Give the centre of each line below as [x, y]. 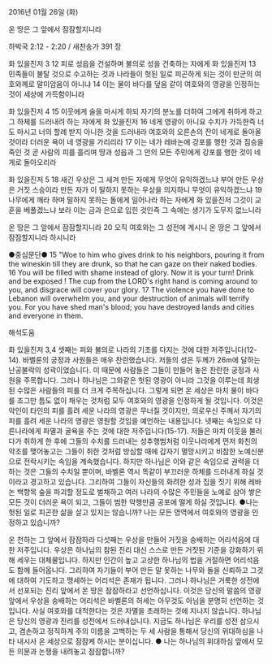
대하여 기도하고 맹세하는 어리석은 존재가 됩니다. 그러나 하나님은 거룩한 [127, 580]
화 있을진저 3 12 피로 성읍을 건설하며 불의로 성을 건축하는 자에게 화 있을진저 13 [132, 64]
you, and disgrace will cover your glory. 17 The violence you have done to [131, 290]
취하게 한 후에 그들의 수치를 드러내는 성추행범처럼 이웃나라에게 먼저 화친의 [140, 441]
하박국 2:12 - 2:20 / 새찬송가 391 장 [65, 46]
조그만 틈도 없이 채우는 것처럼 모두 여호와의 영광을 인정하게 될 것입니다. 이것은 [140, 400]
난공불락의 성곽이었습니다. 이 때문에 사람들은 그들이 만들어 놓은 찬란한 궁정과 [130, 370]
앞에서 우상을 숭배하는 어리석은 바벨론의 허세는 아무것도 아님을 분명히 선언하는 [132, 601]
